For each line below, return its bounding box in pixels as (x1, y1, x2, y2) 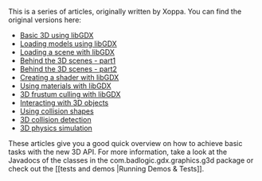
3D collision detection (19, 115, 92, 124)
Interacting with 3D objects (19, 98, 109, 107)
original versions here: (8, 15, 82, 25)
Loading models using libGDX (19, 39, 117, 48)
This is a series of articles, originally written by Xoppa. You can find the (8, 7, 242, 16)
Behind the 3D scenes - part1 (19, 56, 116, 65)
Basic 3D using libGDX (19, 31, 94, 40)
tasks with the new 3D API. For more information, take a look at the (8, 147, 228, 156)
